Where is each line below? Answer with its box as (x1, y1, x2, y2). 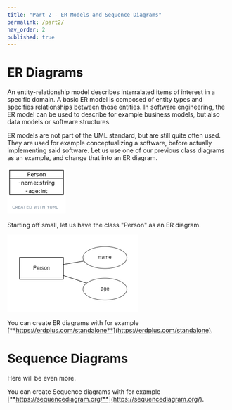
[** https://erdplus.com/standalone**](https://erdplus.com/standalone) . (7, 326, 213, 335)
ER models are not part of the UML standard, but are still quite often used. (7, 131, 221, 140)
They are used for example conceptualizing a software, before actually (7, 139, 212, 147)
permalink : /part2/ (7, 18, 65, 26)
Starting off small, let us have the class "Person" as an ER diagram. (7, 221, 202, 230)
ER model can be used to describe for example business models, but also (7, 110, 220, 119)
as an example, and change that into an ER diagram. (7, 154, 158, 162)
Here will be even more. (7, 374, 76, 383)
